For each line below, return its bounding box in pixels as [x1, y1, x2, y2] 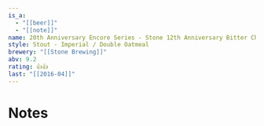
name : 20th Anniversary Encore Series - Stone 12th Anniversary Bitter [8, 33, 247, 42]
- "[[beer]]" [15, 19, 58, 27]
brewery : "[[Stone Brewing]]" [8, 48, 108, 56]
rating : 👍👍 [8, 63, 49, 71]
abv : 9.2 [8, 56, 37, 64]
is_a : [8, 11, 26, 20]
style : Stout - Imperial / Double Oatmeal [8, 41, 149, 49]
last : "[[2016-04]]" [8, 70, 76, 78]
